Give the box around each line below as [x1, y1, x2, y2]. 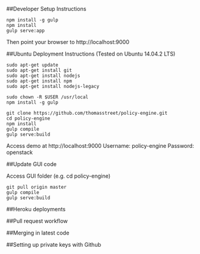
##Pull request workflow [6, 217, 68, 225]
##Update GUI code [6, 161, 57, 167]
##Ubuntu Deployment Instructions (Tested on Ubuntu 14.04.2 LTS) [6, 50, 176, 57]
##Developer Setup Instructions [6, 5, 87, 12]
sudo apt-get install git [6, 67, 72, 73]
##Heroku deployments [6, 206, 66, 212]
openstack [6, 149, 33, 156]
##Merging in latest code [6, 229, 70, 236]
